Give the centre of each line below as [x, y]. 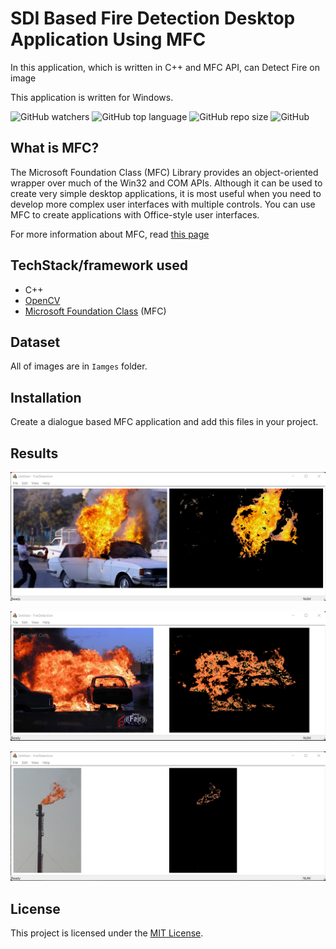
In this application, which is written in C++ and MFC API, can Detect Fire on [165, 67]
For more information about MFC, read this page [110, 234]
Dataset [35, 342]
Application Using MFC [108, 39]
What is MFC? [55, 148]
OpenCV [42, 300]
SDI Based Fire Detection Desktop [153, 18]
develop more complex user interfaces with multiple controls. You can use [163, 204]
